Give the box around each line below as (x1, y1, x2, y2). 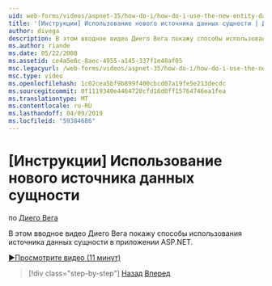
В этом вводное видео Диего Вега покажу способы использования (8, 228, 243, 238)
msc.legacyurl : (8, 65, 60, 73)
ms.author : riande (8, 42, 70, 50)
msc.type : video (8, 72, 63, 80)
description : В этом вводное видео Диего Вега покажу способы (8, 34, 223, 43)
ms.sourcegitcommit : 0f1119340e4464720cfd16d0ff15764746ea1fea (8, 86, 227, 95)
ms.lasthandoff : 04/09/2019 (8, 110, 104, 118)
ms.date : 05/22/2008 (8, 49, 79, 57)
